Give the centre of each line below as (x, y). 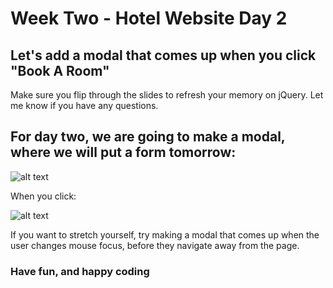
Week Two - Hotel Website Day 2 (149, 18)
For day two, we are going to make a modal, (148, 137)
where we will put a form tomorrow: (123, 152)
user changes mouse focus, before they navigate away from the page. (155, 245)
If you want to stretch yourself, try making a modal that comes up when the (165, 234)
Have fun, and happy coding (80, 271)
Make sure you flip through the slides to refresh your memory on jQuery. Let (167, 95)
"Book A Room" (60, 70)
